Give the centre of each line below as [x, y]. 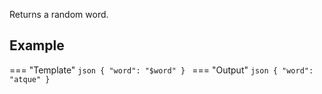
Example [37, 45]
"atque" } [30, 79]
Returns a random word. [59, 14]
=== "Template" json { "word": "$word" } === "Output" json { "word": [161, 70]
